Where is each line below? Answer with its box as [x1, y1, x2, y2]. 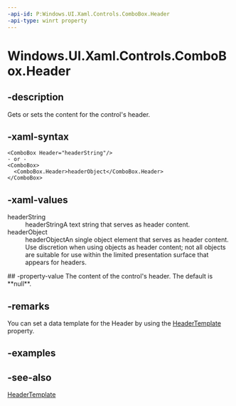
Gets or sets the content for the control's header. [7, 110, 151, 118]
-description [7, 91, 64, 103]
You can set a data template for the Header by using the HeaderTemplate [7, 318, 222, 328]
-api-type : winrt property [7, 17, 87, 24]
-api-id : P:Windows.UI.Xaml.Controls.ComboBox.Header [7, 10, 171, 18]
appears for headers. [25, 258, 87, 267]
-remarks [7, 300, 50, 312]
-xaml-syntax [7, 130, 70, 142]
